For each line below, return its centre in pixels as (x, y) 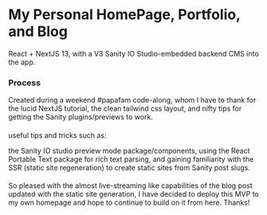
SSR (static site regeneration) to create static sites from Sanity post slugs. (130, 167)
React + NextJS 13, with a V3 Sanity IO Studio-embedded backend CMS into (133, 53)
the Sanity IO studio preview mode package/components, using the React (129, 150)
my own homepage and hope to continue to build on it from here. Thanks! (129, 203)
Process (25, 83)
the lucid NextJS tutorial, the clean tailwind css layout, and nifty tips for (125, 108)
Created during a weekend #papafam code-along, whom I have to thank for (132, 100)
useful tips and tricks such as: (57, 135)
